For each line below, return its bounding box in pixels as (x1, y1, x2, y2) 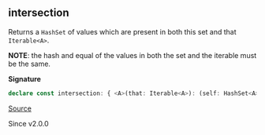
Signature (8, 74, 42, 83)
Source (8, 104, 32, 113)
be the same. (8, 59, 51, 68)
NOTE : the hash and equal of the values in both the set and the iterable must (8, 50, 257, 60)
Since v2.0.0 (8, 119, 49, 128)
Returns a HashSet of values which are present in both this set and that (8, 27, 237, 36)
